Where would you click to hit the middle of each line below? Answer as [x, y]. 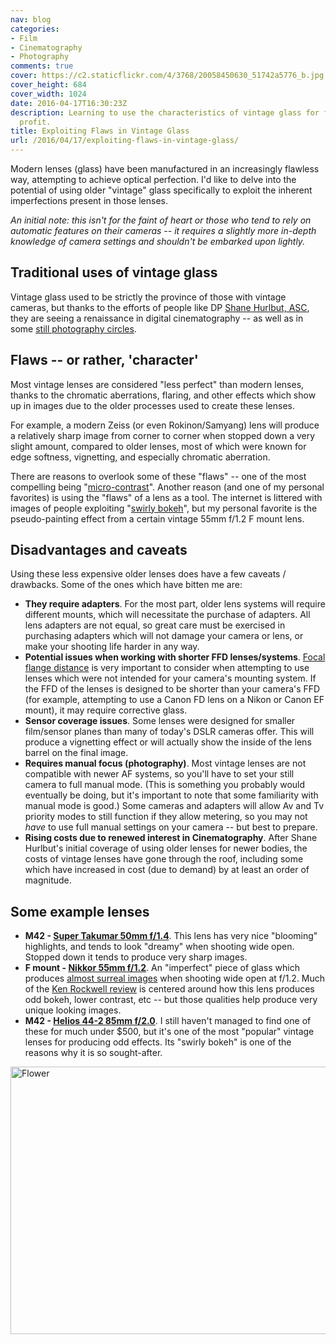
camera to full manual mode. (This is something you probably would [165, 785]
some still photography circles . [73, 328]
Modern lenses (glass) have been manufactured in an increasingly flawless [165, 169]
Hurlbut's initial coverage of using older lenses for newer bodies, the [166, 848]
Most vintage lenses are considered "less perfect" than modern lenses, [157, 384]
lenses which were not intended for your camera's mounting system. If [170, 678]
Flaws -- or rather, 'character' [104, 360]
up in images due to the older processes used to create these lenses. [152, 405]
